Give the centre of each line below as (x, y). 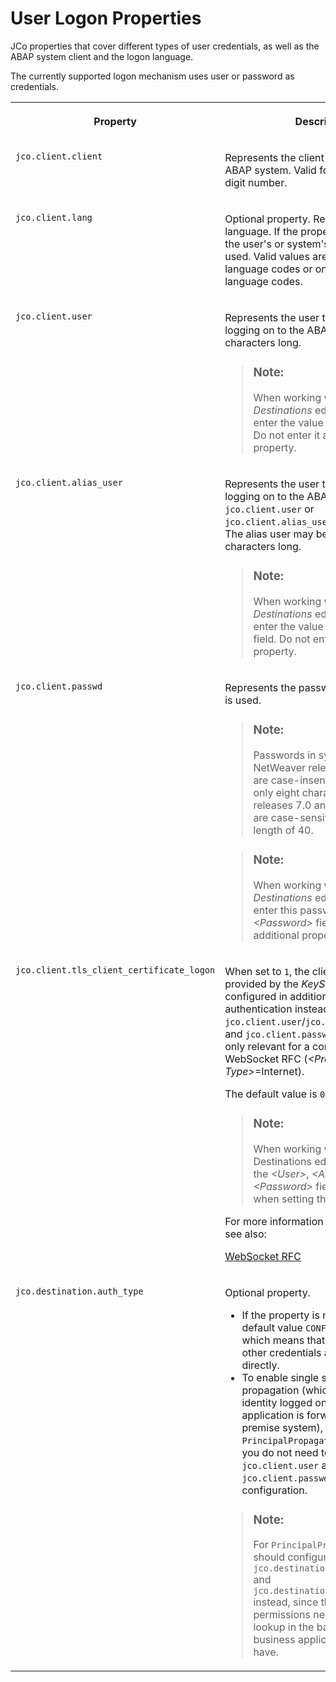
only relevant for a (267, 1046)
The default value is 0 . (276, 1094)
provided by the (261, 984)
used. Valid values (267, 256)
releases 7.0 (282, 805)
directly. (260, 1365)
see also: (245, 1234)
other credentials (281, 1352)
